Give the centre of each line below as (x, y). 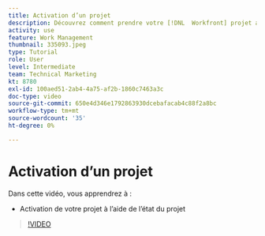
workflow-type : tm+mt (44, 111)
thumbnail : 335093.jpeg (47, 45)
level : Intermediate (42, 67)
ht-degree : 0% (32, 125)
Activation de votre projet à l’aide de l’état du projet (103, 208)
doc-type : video (35, 96)
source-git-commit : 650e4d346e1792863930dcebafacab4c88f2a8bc (112, 103)
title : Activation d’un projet (60, 15)
